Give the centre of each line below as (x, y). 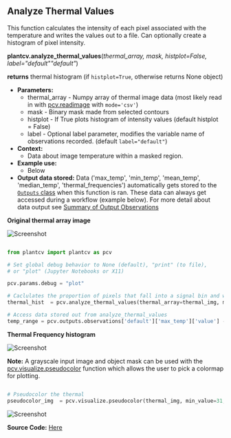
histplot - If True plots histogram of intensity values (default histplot (123, 119)
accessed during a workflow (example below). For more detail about (114, 200)
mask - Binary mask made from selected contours (98, 112)
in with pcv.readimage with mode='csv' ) (83, 104)
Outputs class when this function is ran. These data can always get (111, 192)
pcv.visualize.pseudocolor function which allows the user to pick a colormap (115, 368)
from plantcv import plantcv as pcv (59, 252)
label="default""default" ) (43, 63)
